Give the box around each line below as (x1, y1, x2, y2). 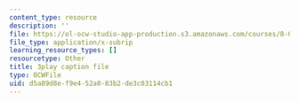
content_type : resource (9, 12, 98, 22)
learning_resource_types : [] (9, 46, 117, 55)
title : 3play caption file (9, 63, 109, 72)
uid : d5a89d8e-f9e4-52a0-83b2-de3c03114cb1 (9, 79, 174, 88)
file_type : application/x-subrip (9, 37, 133, 47)
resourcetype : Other (9, 54, 86, 63)
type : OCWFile (9, 71, 62, 80)
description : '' (9, 21, 69, 30)
